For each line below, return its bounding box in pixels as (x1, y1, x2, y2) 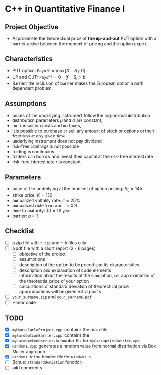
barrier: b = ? (12, 213, 39, 219)
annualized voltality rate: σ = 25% (12, 197, 80, 203)
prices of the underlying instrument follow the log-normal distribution (12, 113, 150, 119)
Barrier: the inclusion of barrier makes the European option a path (12, 80, 144, 86)
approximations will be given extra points (19, 289, 101, 295)
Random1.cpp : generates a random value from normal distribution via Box (12, 343, 156, 349)
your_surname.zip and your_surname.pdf (12, 294, 92, 300)
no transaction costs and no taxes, (12, 123, 81, 129)
